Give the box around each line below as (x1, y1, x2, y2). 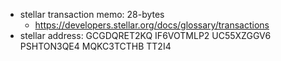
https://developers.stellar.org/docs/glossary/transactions (34, 19, 270, 31)
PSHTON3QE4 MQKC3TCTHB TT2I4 (19, 40, 172, 52)
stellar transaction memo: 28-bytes (19, 9, 165, 20)
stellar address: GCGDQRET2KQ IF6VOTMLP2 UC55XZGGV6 (19, 30, 272, 41)
